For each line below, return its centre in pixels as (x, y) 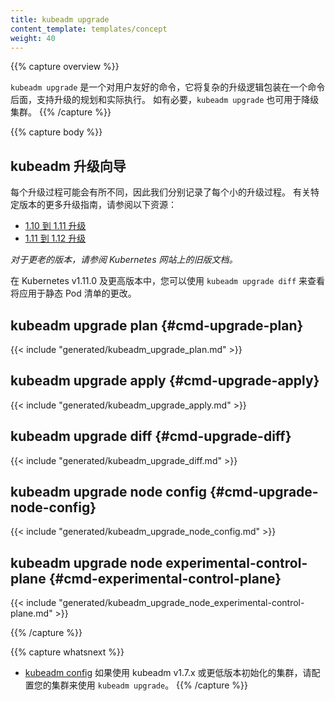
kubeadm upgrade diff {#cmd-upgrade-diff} (151, 436)
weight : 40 (33, 38)
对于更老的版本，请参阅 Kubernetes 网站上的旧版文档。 (124, 260)
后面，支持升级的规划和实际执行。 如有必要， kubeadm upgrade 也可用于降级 (165, 100)
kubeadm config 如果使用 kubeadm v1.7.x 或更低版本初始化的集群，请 (168, 673)
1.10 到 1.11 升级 (55, 226)
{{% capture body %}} (56, 132)
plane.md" (31, 613)
